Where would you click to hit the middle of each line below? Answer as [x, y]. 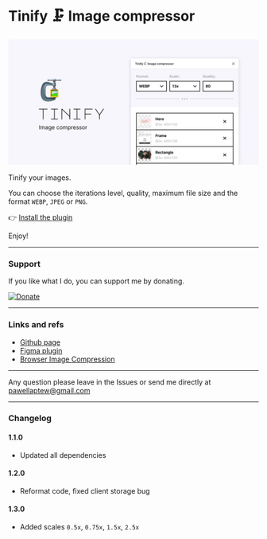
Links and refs [36, 325]
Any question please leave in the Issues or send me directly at [110, 382]
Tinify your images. [40, 178]
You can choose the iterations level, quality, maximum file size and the [123, 193]
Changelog [30, 418]
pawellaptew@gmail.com [49, 390]
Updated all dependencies [63, 455]
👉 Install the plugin [41, 217]
